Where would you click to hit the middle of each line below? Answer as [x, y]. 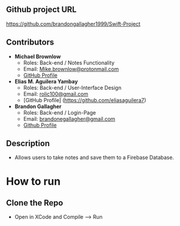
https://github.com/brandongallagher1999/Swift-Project [73, 23]
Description [28, 144]
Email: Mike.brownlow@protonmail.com [71, 69]
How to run [33, 181]
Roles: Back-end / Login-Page [60, 112]
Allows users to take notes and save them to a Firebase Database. [94, 157]
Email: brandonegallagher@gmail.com [69, 119]
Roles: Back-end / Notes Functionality [69, 63]
